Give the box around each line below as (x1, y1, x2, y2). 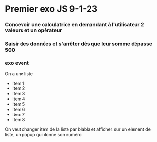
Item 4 (12, 96, 25, 102)
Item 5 (12, 101, 25, 107)
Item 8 (12, 117, 25, 123)
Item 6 (12, 107, 25, 113)
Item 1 (12, 80, 24, 86)
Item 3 (12, 91, 25, 97)
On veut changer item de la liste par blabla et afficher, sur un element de (5, 126, 151, 132)
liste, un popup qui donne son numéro (5, 132, 82, 138)
